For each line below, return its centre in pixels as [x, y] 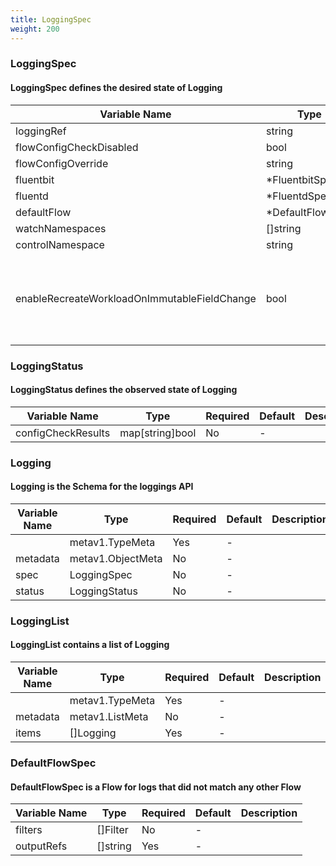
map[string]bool [158, 433]
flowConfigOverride [62, 163]
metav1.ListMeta [109, 716]
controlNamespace [60, 244]
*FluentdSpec [299, 196]
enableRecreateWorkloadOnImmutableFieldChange [136, 298]
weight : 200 [35, 29]
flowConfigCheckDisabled [77, 147]
